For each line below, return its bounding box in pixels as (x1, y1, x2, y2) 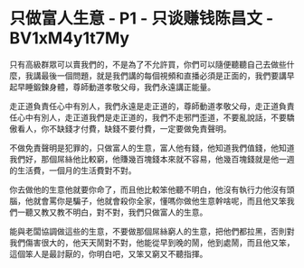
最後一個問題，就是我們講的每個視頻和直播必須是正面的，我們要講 (40, 69, 287, 81)
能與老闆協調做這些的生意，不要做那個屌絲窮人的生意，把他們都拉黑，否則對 (9, 226, 295, 236)
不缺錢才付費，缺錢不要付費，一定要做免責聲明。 (48, 123, 232, 134)
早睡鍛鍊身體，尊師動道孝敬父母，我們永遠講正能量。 (16, 81, 215, 92)
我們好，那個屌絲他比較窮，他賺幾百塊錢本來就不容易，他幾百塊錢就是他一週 (9, 153, 295, 164)
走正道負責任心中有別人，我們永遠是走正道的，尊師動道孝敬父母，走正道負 (9, 100, 287, 111)
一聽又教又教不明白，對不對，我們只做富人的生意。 (16, 207, 208, 217)
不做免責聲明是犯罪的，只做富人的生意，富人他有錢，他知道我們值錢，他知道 (9, 142, 295, 153)
